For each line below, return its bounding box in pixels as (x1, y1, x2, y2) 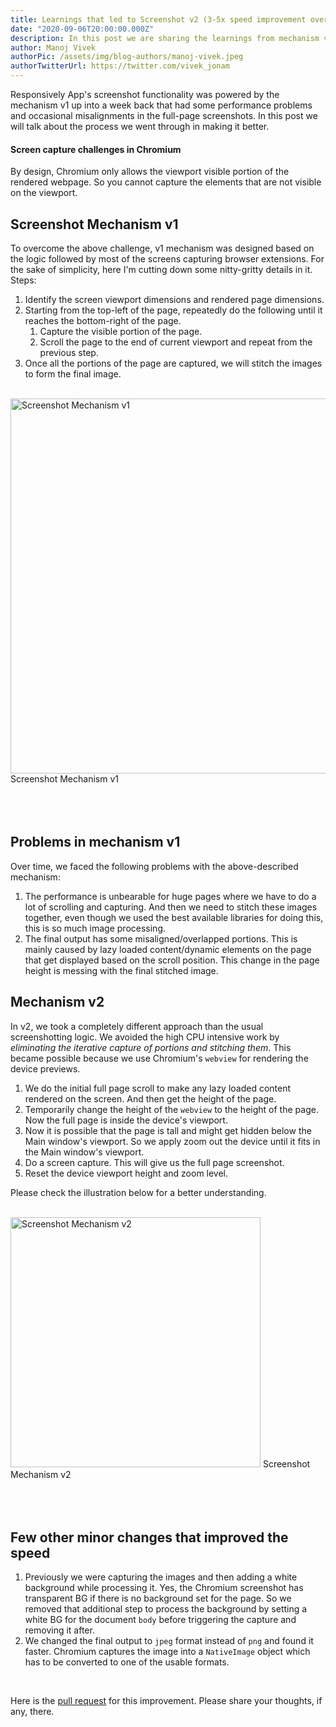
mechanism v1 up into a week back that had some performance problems (10, 99, 313, 111)
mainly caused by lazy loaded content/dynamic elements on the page (24, 943, 312, 955)
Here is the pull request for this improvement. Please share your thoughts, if (10, 1695, 323, 1707)
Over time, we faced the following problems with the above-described (10, 860, 299, 872)
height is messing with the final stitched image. (24, 964, 219, 976)
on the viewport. (10, 187, 78, 199)
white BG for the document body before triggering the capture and (24, 1614, 297, 1626)
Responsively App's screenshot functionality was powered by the (10, 89, 280, 100)
